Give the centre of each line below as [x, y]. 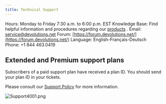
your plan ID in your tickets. [33, 77]
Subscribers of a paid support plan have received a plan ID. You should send [83, 72]
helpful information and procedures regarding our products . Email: [73, 29]
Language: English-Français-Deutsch [108, 39]
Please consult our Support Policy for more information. [62, 87]
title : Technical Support [32, 10]
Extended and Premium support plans [65, 60]
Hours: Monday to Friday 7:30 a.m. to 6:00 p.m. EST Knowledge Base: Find [82, 24]
